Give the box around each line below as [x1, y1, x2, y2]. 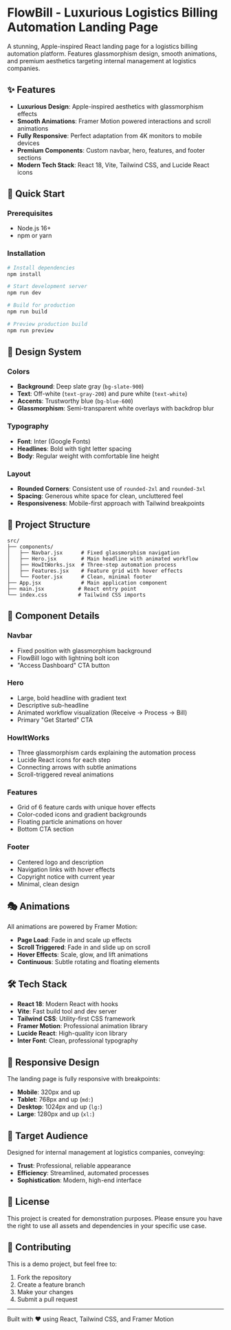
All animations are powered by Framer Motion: [7, 922, 138, 930]
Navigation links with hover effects [16, 865, 115, 873]
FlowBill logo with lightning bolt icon [16, 653, 120, 662]
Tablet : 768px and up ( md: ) [16, 1095, 94, 1104]
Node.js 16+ [16, 224, 52, 232]
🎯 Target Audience [7, 1130, 89, 1142]
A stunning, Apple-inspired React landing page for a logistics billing [7, 42, 198, 50]
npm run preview [7, 327, 54, 334]
